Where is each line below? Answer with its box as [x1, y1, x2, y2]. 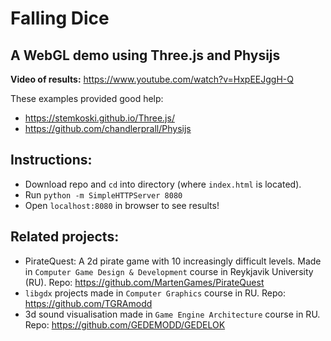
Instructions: [10, 152, 93, 169]
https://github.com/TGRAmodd [24, 297, 153, 309]
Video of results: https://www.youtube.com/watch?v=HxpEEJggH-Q [10, 73, 294, 85]
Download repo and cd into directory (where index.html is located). [24, 178, 302, 190]
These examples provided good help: [10, 93, 164, 104]
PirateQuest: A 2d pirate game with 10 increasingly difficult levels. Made [24, 255, 322, 267]
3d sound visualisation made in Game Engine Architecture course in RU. [24, 308, 321, 320]
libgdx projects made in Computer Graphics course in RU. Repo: [24, 287, 286, 299]
